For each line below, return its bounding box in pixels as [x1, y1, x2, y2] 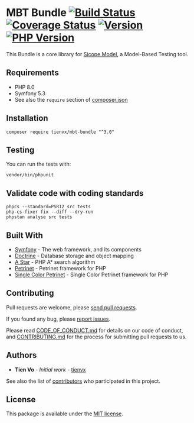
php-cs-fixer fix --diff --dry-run [6, 209, 94, 215]
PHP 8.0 [14, 83, 35, 91]
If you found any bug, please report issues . [6, 315, 111, 322]
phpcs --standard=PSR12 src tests [6, 204, 91, 210]
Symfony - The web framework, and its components [14, 246, 142, 253]
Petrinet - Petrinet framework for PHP [14, 265, 106, 272]
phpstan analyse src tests [6, 214, 73, 220]
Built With [6, 230, 43, 240]
